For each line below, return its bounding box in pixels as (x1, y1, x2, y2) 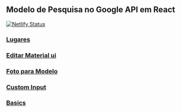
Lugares (6, 35, 31, 43)
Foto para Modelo (6, 67, 58, 75)
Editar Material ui (6, 51, 56, 59)
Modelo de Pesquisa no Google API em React (6, 5, 176, 15)
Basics (6, 99, 26, 107)
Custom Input (6, 83, 46, 91)
